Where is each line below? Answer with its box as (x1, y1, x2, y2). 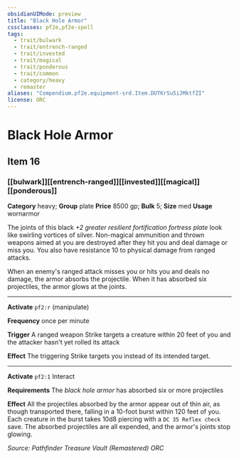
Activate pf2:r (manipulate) (7, 302, 90, 311)
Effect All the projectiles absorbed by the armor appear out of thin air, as (7, 399, 221, 408)
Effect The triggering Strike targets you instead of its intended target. (7, 352, 211, 360)
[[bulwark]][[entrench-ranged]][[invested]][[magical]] (7, 176, 201, 186)
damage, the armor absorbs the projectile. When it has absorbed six (7, 275, 208, 283)
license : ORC (7, 97, 46, 104)
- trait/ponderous (14, 63, 69, 70)
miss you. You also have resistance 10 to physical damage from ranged (7, 246, 216, 254)
